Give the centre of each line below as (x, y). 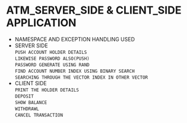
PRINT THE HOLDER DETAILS (47, 90)
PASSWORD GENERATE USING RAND (52, 65)
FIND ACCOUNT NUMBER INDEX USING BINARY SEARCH (75, 71)
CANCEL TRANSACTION (39, 115)
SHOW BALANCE (31, 102)
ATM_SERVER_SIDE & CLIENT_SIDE (94, 10)
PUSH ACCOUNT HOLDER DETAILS (51, 52)
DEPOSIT (24, 96)
